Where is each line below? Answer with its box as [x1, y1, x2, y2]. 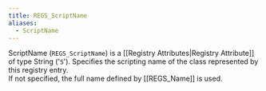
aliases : [8, 19, 38, 27]
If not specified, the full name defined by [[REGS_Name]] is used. [8, 73, 223, 84]
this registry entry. [8, 65, 69, 75]
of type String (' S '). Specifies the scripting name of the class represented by [8, 57, 259, 66]
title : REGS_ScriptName [8, 11, 88, 20]
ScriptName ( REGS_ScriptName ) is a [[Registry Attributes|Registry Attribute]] [8, 49, 255, 58]
